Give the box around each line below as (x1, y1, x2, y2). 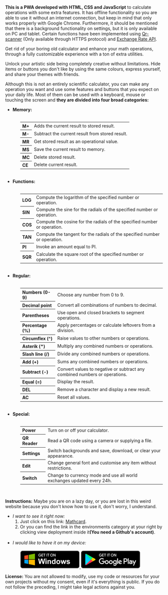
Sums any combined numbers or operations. (57, 359, 148, 365)
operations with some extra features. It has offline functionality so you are (5, 9, 157, 15)
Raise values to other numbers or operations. (57, 335, 150, 341)
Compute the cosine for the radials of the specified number (35, 219, 158, 225)
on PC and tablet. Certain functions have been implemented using (5, 31, 141, 36)
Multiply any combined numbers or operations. (57, 343, 153, 349)
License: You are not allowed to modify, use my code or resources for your (5, 574, 160, 579)
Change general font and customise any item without (47, 460, 156, 466)
